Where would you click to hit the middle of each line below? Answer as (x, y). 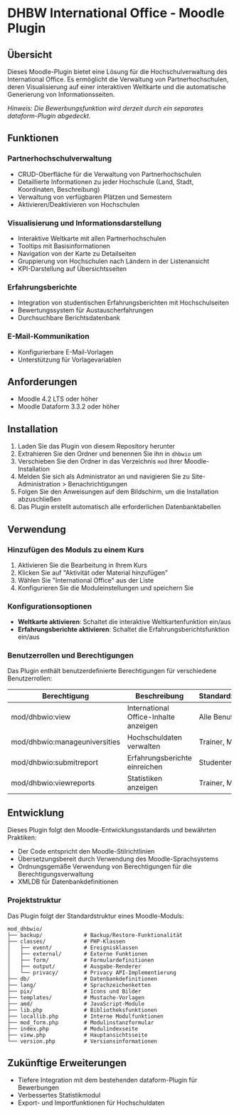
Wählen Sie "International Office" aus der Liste (86, 580)
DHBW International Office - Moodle (116, 13)
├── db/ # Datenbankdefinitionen (83, 978)
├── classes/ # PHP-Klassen (67, 941)
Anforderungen (42, 382)
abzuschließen (39, 499)
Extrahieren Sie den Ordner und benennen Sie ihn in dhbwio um (110, 454)
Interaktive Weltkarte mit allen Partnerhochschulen (92, 238)
